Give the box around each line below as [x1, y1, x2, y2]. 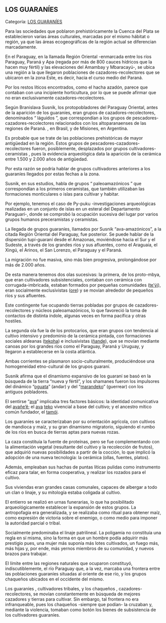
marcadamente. [5, 44, 37, 50]
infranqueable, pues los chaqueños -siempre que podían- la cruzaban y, [5, 601, 153, 607]
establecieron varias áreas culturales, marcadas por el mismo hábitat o [5, 33, 150, 39]
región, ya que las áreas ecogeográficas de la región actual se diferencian [5, 39, 157, 45]
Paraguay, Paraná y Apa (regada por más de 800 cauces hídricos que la [5, 58, 153, 65]
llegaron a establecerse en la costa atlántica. [5, 348, 97, 355]
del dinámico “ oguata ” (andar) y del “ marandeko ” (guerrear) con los [5, 383, 144, 389]
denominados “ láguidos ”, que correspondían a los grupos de [5, 115, 131, 121]
